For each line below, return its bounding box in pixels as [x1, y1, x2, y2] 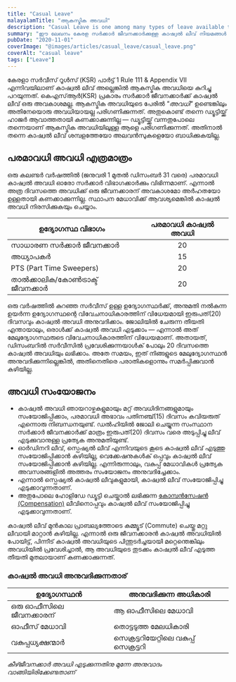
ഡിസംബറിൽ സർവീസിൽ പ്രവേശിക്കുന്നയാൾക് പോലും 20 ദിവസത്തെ [7, 341, 209, 349]
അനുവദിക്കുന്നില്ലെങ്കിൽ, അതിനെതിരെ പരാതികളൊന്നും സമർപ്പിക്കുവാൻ [7, 356, 214, 365]
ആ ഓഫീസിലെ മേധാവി [113, 605, 193, 615]
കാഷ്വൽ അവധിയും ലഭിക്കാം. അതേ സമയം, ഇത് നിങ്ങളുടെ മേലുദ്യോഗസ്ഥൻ [7, 349, 228, 357]
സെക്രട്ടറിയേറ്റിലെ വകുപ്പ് [113, 633, 195, 643]
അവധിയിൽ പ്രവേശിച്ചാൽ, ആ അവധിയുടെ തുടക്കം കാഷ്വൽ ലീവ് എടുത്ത [7, 545, 216, 554]
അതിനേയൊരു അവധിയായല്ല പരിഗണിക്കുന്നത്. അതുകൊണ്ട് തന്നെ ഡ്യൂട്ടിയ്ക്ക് [7, 107, 227, 116]
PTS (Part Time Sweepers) [11, 263, 99, 273]
